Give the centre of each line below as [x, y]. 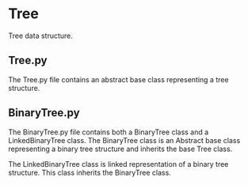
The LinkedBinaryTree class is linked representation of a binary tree [118, 164]
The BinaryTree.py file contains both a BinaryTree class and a [109, 132]
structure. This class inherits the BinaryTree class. [90, 172]
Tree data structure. [41, 36]
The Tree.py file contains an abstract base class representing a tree [118, 79]
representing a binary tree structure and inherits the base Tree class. [120, 149]
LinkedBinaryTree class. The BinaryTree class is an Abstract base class [124, 140]
